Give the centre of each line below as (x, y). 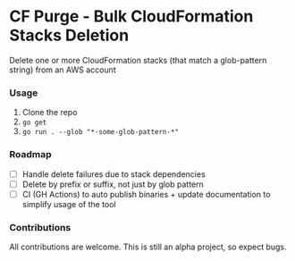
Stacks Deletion (69, 35)
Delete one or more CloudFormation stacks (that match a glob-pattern (138, 60)
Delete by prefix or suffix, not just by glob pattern (113, 184)
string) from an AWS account (63, 70)
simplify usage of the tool (69, 204)
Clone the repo (50, 113)
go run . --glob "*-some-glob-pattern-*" (100, 132)
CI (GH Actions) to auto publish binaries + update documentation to (146, 194)
